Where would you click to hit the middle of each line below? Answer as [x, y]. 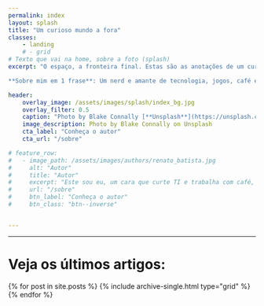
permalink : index [37, 15]
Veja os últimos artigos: [87, 264]
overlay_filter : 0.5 [56, 110]
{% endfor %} [31, 294]
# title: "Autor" [44, 175]
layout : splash [33, 23]
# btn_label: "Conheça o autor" [68, 197]
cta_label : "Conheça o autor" [72, 132]
